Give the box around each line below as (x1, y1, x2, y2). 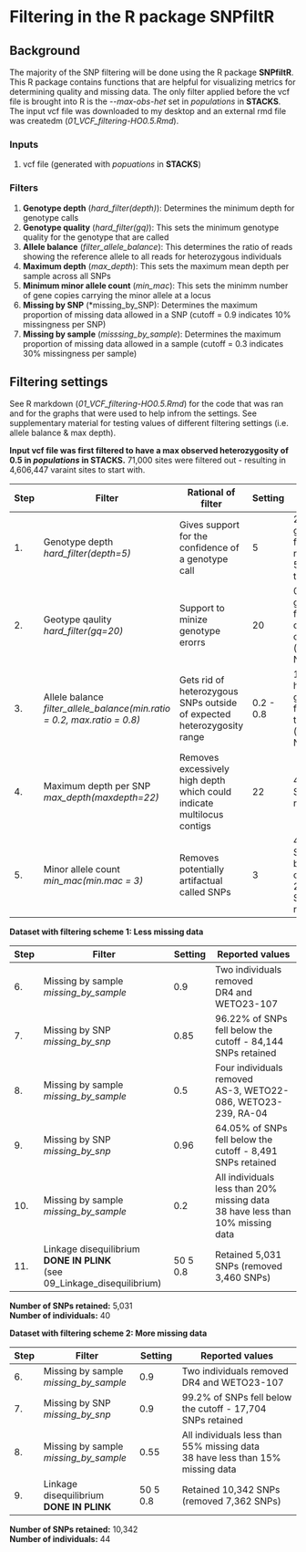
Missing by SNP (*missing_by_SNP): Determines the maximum (22, 299, 258, 310)
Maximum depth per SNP (43, 780, 151, 793)
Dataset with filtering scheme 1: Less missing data (9, 926, 204, 937)
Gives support (178, 518, 240, 531)
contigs (178, 819, 212, 832)
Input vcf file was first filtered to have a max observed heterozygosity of (9, 445, 289, 456)
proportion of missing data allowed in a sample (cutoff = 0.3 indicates (22, 338, 284, 349)
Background (9, 43, 80, 58)
